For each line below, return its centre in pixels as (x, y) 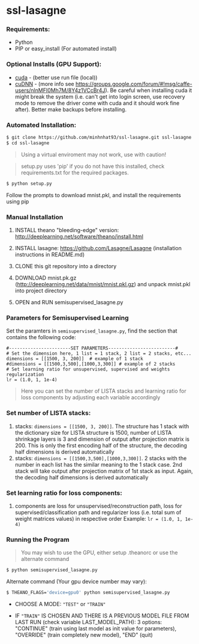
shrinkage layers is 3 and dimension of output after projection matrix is (102, 439)
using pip (18, 201)
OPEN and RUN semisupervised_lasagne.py (69, 302)
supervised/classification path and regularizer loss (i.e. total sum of (98, 512)
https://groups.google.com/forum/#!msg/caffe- (134, 84)
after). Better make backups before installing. (71, 109)
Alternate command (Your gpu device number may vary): (76, 581)
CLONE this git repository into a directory (66, 266)
